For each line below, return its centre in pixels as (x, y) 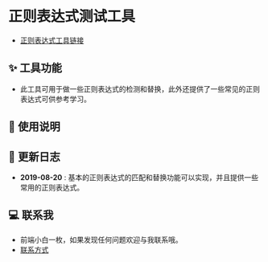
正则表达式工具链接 (52, 40)
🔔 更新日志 (34, 156)
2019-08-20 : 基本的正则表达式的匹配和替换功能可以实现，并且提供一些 (139, 177)
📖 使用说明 (34, 127)
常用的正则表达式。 (52, 187)
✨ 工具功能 (35, 68)
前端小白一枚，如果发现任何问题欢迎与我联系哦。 (101, 239)
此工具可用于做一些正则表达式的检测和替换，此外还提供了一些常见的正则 (140, 88)
